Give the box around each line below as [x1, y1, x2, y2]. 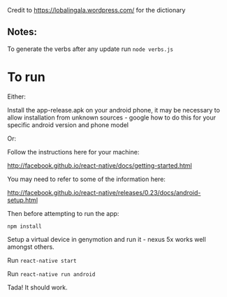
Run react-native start [7, 256, 77, 264]
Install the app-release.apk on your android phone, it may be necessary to [7, 106, 220, 114]
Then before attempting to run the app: [7, 209, 119, 217]
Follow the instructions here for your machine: [7, 147, 140, 156]
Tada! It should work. [7, 283, 68, 291]
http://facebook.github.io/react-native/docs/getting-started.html [7, 161, 192, 170]
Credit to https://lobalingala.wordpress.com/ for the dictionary [7, 6, 186, 14]
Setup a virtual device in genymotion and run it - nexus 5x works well [7, 235, 206, 243]
